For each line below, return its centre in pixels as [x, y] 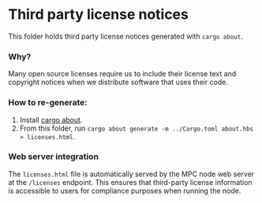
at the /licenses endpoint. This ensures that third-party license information [130, 182]
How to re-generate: [48, 102]
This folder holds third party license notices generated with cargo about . [125, 36]
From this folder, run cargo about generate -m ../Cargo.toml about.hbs [137, 128]
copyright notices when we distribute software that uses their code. [118, 82]
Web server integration [53, 157]
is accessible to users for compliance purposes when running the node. [125, 190]
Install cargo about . [51, 120]
